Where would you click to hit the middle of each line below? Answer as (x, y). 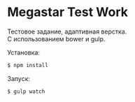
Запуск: (19, 78)
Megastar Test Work (67, 12)
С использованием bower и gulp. (56, 38)
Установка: (24, 52)
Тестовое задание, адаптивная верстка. (67, 31)
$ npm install (28, 65)
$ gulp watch (26, 92)
